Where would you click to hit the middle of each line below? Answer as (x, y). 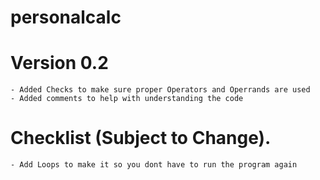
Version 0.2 (59, 63)
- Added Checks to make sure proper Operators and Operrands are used (160, 90)
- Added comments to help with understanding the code (127, 99)
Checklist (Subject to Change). (141, 138)
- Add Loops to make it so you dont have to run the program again (154, 165)
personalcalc (66, 17)
